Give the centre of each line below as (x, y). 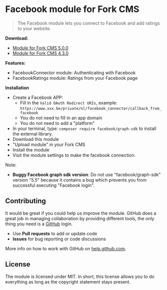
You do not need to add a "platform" (57, 123)
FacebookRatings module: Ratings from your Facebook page (75, 78)
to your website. (34, 28)
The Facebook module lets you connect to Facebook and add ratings (89, 23)
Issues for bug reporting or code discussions (59, 239)
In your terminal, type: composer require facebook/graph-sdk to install (84, 128)
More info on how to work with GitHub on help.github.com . (66, 248)
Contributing (26, 201)
